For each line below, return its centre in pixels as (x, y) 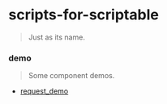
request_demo (44, 91)
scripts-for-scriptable (84, 15)
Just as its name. (56, 37)
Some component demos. (71, 76)
